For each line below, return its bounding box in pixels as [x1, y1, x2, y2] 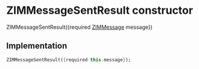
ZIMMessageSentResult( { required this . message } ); [6, 56, 131, 63]
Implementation [6, 41, 68, 51]
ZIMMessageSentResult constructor [6, 4, 194, 17]
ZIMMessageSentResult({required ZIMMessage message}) [6, 23, 153, 31]
